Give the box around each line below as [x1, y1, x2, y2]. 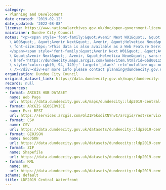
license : [5, 26, 23, 31]
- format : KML [5, 159, 35, 164]
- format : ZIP [5, 145, 35, 150]
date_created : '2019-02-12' [5, 16, 63, 21]
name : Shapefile [9, 150, 43, 155]
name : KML [9, 164, 30, 169]
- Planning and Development [5, 12, 63, 17]
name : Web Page [9, 95, 41, 99]
